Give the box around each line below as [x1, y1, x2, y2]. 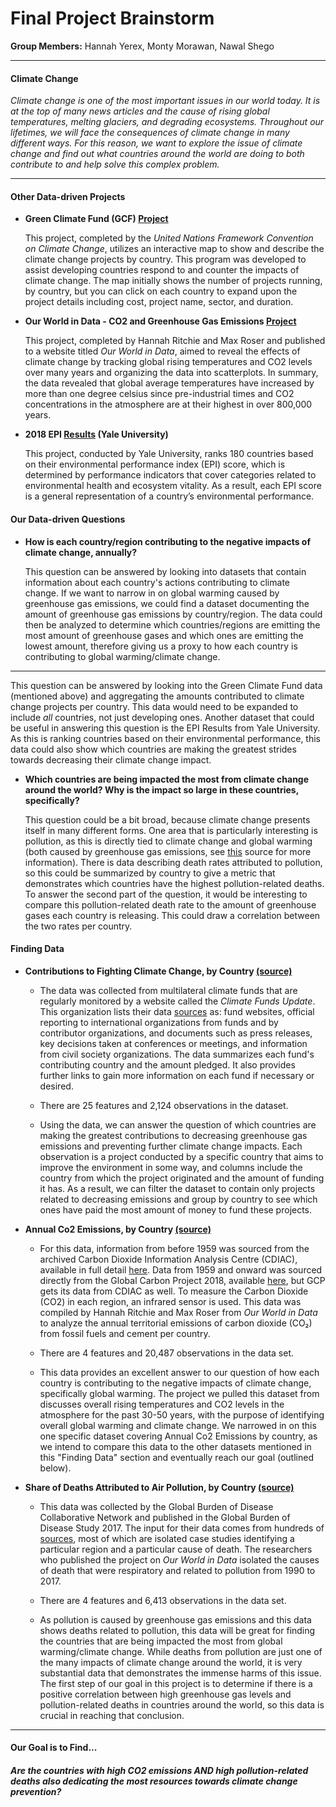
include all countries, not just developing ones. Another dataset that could [10, 711, 315, 723]
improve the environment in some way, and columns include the [39, 1161, 303, 1173]
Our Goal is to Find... [10, 1742, 98, 1754]
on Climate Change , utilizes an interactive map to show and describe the [24, 243, 325, 255]
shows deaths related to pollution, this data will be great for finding [39, 1624, 316, 1636]
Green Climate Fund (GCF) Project [24, 213, 169, 225]
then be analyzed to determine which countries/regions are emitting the [24, 618, 321, 631]
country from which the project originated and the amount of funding [39, 1172, 325, 1184]
